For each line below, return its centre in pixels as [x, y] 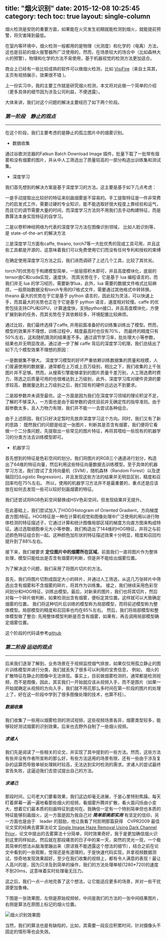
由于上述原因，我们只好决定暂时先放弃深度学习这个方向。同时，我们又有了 [81, 419]
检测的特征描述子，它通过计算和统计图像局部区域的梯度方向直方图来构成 [83, 523]
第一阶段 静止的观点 [30, 116]
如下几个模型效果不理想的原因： [38, 350]
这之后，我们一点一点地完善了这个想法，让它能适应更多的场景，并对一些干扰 [83, 881]
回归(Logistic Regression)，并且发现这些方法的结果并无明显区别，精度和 [83, 477]
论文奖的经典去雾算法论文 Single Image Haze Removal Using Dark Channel [81, 827]
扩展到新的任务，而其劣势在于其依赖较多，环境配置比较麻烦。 [68, 314]
